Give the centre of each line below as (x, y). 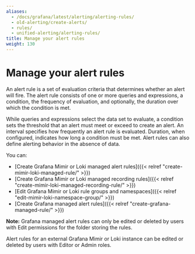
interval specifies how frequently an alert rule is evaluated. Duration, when (95, 131)
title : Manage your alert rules (45, 39)
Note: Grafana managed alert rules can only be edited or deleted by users (95, 221)
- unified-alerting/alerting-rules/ (56, 33)
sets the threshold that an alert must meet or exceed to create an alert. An (95, 125)
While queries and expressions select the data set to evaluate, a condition (95, 119)
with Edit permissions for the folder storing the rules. (69, 227)
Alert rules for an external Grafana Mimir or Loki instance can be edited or (95, 239)
